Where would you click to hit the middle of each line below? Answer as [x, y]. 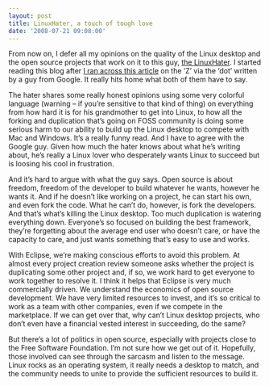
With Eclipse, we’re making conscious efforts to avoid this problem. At [124, 255]
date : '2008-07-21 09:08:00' [57, 31]
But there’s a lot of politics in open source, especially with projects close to [132, 339]
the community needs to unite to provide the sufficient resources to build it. [133, 374]
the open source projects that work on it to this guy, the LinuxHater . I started [135, 62]
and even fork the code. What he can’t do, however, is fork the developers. [132, 205]
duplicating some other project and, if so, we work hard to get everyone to [132, 272]
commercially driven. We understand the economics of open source [121, 289]
